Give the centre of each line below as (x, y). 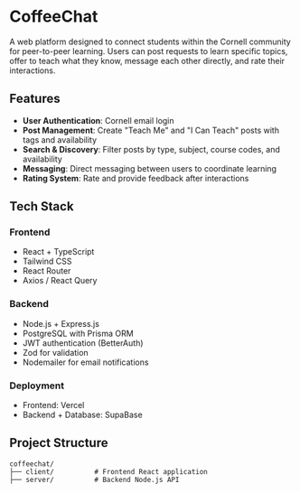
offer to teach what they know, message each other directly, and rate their (147, 60)
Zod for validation (55, 352)
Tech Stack (42, 206)
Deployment (37, 386)
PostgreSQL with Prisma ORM (78, 333)
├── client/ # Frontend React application (108, 471)
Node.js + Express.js (61, 323)
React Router (47, 271)
